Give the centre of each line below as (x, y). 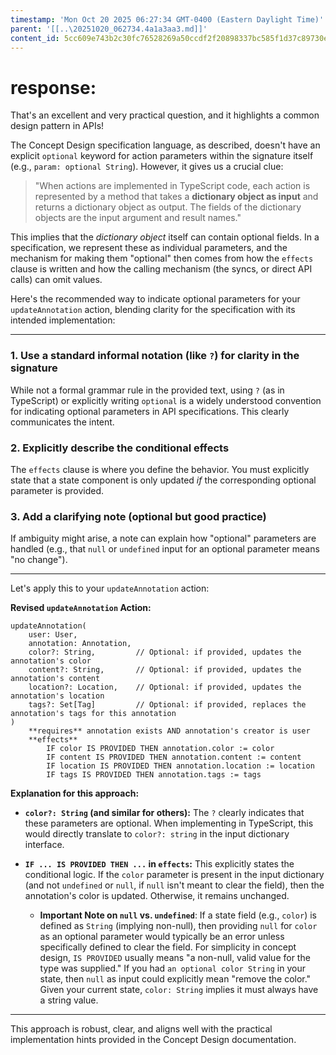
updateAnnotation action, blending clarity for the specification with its (153, 310)
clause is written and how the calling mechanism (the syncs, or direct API (161, 269)
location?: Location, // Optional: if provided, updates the (165, 687)
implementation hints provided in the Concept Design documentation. (153, 1040)
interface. (44, 845)
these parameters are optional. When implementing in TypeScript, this (169, 823)
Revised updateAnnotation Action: (81, 608)
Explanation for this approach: (75, 793)
